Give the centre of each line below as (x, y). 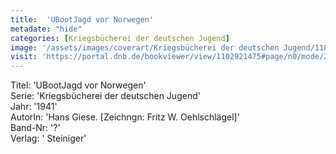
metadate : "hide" (46, 29)
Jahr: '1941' (34, 107)
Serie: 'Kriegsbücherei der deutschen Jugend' (105, 96)
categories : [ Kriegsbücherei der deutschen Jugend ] (120, 38)
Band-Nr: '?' (35, 128)
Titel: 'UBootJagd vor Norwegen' (78, 85)
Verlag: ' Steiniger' (48, 138)
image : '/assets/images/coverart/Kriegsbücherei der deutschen (145, 47)
